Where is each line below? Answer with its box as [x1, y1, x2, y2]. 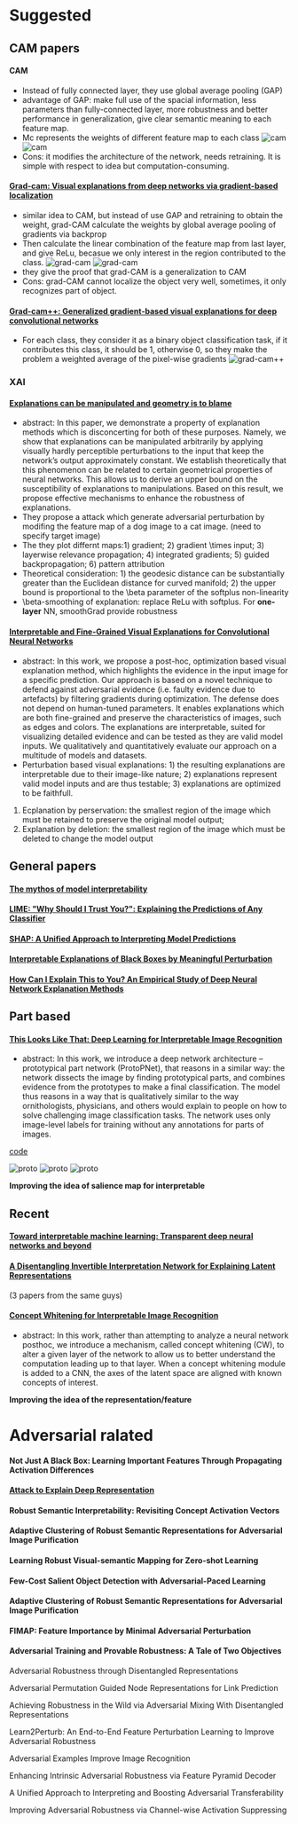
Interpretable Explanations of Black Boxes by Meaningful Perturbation [9, 954, 273, 964]
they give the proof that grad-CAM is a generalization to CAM [21, 266, 247, 277]
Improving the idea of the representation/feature [9, 1394, 192, 1404]
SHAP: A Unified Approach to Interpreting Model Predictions [9, 933, 237, 944]
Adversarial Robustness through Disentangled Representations [9, 1665, 239, 1676]
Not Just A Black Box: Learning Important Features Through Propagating [9, 1455, 282, 1466]
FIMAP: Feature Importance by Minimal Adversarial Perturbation [9, 1625, 252, 1636]
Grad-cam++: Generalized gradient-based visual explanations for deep [9, 305, 278, 316]
